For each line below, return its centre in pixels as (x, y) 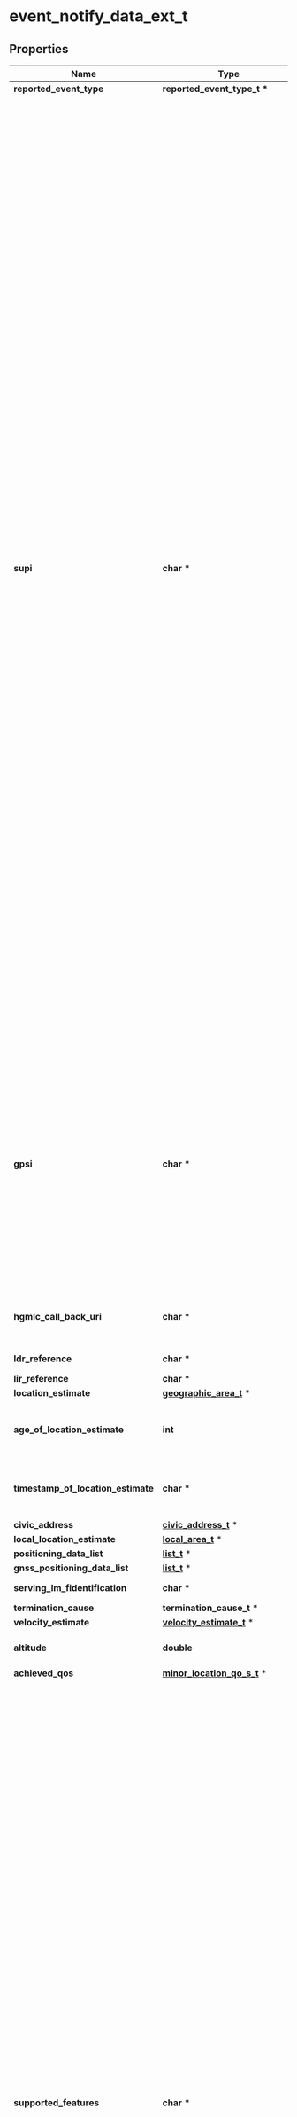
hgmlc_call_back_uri (57, 1317)
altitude (30, 1648)
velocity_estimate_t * (208, 1622)
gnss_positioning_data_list (71, 1568)
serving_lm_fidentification (70, 1588)
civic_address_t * (200, 1525)
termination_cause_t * (210, 1608)
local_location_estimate (65, 1539)
